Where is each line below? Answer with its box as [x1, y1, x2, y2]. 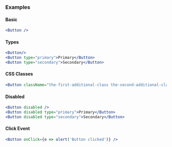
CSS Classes [5, 71, 33, 77]
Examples [5, 4, 31, 11]
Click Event [5, 125, 30, 132]
